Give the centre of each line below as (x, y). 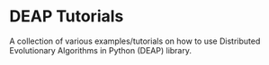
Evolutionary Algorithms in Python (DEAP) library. (100, 50)
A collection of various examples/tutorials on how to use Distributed (135, 41)
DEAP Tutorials (67, 16)
